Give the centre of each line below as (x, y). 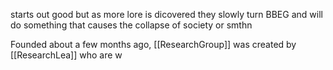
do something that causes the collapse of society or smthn (131, 25)
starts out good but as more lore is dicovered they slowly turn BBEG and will (166, 14)
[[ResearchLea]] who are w (66, 55)
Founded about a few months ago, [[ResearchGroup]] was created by (153, 44)
